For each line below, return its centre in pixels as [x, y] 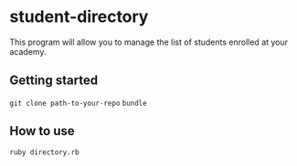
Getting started [54, 81]
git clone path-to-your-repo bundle [79, 103]
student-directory [79, 17]
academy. [28, 51]
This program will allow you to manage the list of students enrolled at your [149, 42]
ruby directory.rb [44, 152]
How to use [42, 131]
